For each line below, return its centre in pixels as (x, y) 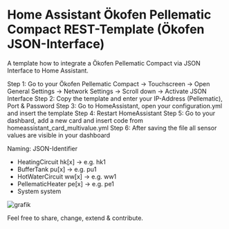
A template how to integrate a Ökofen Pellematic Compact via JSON (104, 63)
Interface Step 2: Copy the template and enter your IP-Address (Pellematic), (115, 98)
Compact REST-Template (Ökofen (106, 29)
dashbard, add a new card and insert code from (75, 120)
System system (39, 191)
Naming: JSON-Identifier (43, 148)
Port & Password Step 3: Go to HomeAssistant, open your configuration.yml (115, 106)
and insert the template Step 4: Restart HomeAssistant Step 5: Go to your (111, 113)
